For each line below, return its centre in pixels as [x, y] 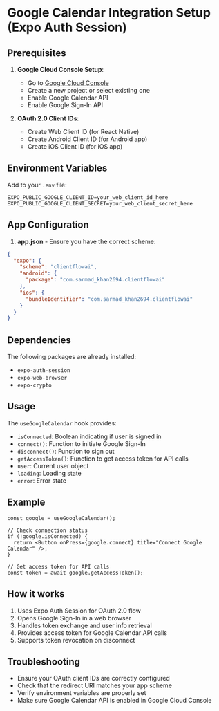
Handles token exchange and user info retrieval [84, 625]
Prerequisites [37, 53]
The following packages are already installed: [72, 357]
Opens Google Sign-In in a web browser [74, 618]
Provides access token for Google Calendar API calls [92, 632]
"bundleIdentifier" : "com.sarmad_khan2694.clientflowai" [109, 299]
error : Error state [42, 480]
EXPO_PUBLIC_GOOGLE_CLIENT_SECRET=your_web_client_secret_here [100, 203]
